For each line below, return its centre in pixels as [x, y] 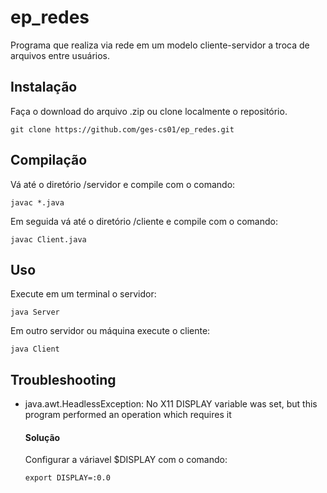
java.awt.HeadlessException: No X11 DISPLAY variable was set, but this [171, 404]
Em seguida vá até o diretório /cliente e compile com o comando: [144, 221]
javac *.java [37, 202]
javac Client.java [48, 239]
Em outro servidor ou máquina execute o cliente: [110, 331]
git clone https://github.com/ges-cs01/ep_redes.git [122, 129]
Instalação [44, 87]
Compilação [49, 160]
